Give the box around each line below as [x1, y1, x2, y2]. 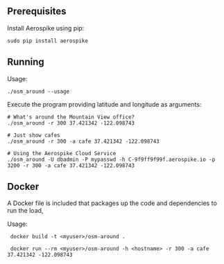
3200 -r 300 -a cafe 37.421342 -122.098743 [7, 162, 135, 169]
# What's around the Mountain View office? [7, 114, 135, 121]
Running [7, 56, 45, 68]
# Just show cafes [7, 132, 60, 139]
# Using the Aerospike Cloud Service [7, 150, 117, 157]
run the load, [7, 206, 44, 215]
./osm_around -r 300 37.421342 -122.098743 [7, 119, 135, 127]
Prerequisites [7, 6, 67, 17]
